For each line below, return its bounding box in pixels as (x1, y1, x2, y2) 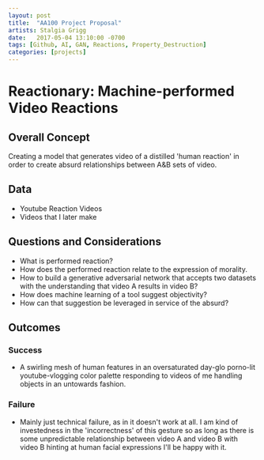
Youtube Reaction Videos (19, 203, 103, 213)
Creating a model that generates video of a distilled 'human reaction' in (8, 152, 239, 160)
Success (8, 345, 43, 356)
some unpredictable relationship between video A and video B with (19, 434, 239, 443)
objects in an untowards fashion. (19, 379, 126, 389)
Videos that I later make (19, 212, 97, 221)
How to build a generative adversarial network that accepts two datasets (19, 273, 257, 282)
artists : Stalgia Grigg (8, 26, 87, 34)
